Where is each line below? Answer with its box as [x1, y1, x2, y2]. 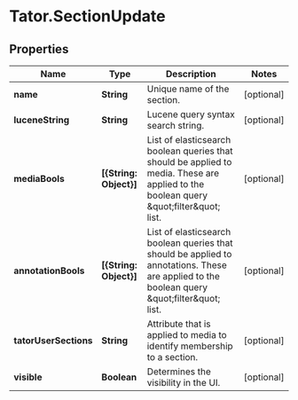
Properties [9, 42, 69, 57]
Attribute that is [146, 318, 211, 330]
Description [165, 68, 216, 80]
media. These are [146, 167, 220, 179]
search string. [146, 120, 205, 131]
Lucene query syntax [146, 108, 235, 121]
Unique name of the [146, 82, 230, 95]
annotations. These [146, 259, 228, 271]
